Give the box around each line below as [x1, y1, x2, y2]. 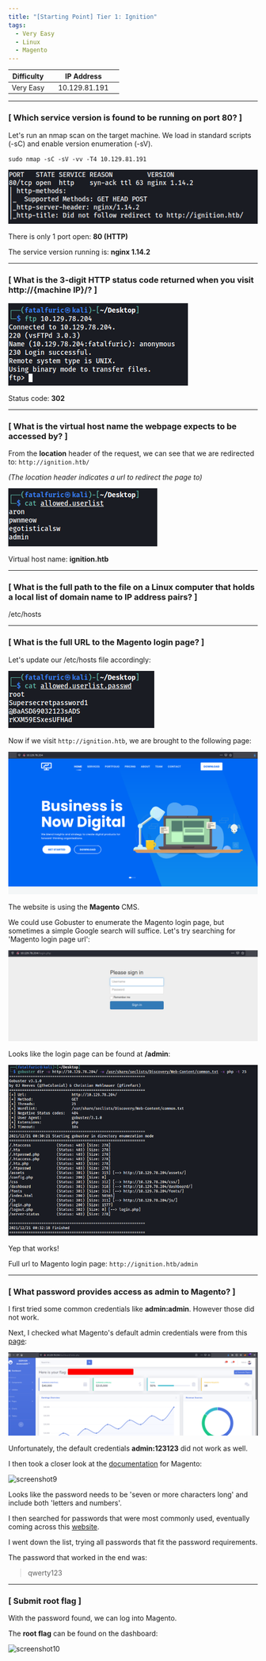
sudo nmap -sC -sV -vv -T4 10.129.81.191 [8, 155, 147, 163]
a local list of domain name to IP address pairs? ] [8, 592, 198, 603]
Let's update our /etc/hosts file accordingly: [8, 655, 151, 665]
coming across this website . [8, 1521, 100, 1532]
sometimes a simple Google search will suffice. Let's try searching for [8, 926, 236, 935]
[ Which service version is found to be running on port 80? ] [8, 112, 243, 123]
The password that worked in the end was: [8, 1552, 148, 1562]
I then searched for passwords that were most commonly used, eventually [8, 1513, 250, 1523]
